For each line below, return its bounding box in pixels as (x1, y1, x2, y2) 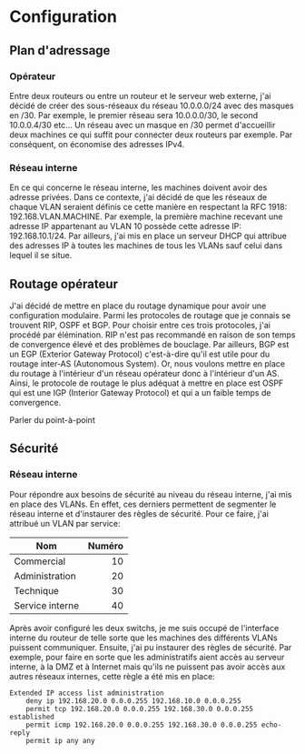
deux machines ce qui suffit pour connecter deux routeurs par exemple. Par (9, 129, 293, 140)
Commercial (14, 555, 66, 568)
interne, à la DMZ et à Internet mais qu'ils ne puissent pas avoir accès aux (9, 661, 286, 672)
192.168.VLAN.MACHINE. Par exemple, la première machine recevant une (9, 211, 283, 222)
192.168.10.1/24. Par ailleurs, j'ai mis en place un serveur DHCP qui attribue (9, 230, 288, 242)
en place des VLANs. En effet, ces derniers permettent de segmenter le (9, 498, 277, 509)
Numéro (87, 539, 124, 552)
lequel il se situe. (9, 250, 73, 261)
